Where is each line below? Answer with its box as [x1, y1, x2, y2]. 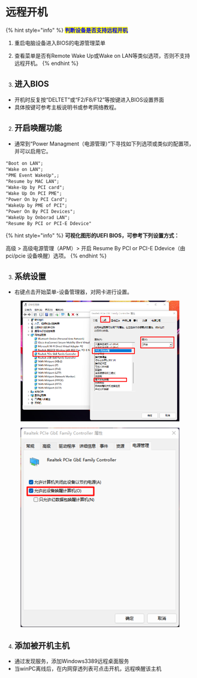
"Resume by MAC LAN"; [5, 178, 60, 184]
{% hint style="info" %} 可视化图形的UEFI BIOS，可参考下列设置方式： [5, 232, 180, 239]
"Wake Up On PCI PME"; [5, 190, 62, 196]
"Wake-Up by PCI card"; [5, 184, 65, 190]
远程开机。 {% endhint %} [14, 60, 79, 67]
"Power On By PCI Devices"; [5, 208, 76, 214]
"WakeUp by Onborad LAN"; [5, 214, 70, 220]
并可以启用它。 [14, 147, 51, 155]
